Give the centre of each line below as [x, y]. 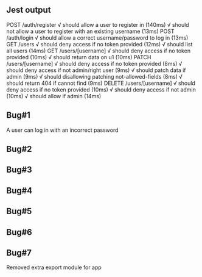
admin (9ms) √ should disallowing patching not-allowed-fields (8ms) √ [94, 76]
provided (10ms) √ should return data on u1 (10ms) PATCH [79, 57]
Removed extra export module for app [54, 267]
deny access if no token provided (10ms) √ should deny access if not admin [101, 89]
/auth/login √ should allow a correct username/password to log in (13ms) [97, 38]
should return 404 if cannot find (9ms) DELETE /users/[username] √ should [101, 83]
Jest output [29, 10]
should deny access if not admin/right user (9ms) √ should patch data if [96, 70]
